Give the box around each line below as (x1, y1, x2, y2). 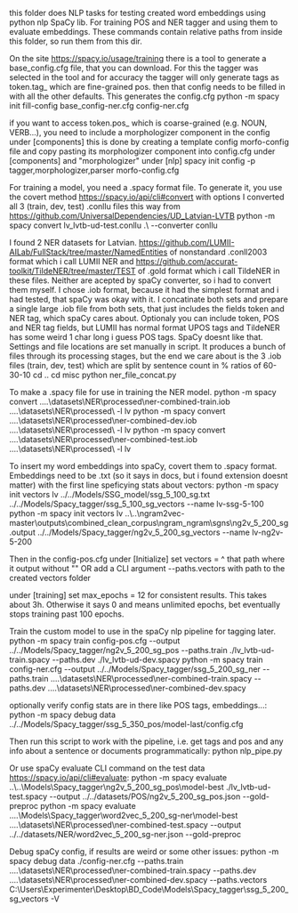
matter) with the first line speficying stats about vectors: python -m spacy (9, 480, 279, 490)
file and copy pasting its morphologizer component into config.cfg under (9, 146, 276, 157)
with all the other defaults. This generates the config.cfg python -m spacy (9, 91, 280, 101)
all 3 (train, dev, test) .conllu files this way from (9, 201, 181, 212)
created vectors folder (9, 573, 92, 583)
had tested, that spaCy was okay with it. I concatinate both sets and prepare (9, 294, 289, 304)
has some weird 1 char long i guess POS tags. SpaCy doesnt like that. (9, 332, 264, 342)
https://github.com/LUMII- (138, 238, 235, 247)
